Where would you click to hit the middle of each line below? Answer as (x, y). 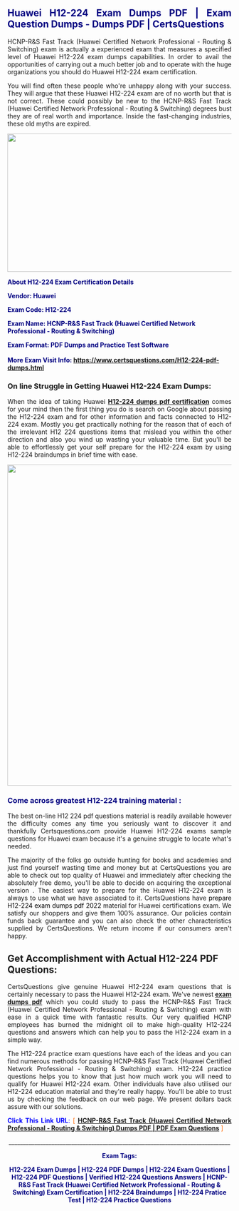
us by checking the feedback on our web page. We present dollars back (119, 1099)
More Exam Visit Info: (40, 360)
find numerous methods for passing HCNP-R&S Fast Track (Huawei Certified (119, 1061)
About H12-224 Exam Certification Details (70, 282)
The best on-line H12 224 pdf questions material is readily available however (119, 816)
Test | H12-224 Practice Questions (119, 1200)
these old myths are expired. (49, 123)
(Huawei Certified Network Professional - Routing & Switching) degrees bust (119, 108)
